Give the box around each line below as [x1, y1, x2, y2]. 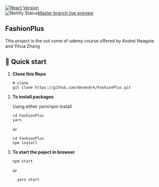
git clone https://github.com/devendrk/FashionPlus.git [12, 85, 131, 90]
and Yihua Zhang [5, 43, 40, 49]
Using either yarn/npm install [12, 103, 72, 109]
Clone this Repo [12, 70, 46, 77]
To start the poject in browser [12, 149, 75, 155]
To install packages [12, 93, 54, 99]
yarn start [17, 177, 40, 182]
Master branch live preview [37, 10, 94, 16]
